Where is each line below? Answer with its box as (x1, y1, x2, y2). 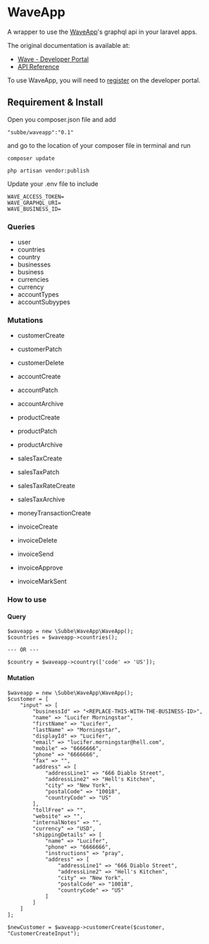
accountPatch (17, 386, 58, 395)
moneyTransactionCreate (17, 509, 91, 517)
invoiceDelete (17, 537, 58, 545)
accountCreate (17, 372, 61, 381)
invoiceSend (17, 550, 54, 558)
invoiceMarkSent (17, 577, 67, 586)
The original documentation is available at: (7, 41, 130, 49)
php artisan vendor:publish (7, 167, 90, 174)
